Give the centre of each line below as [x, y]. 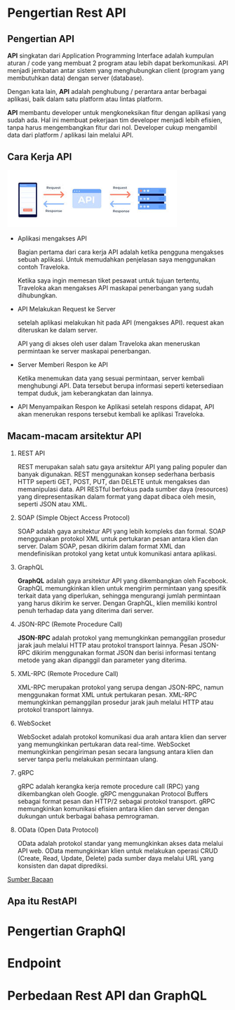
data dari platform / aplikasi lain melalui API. [70, 135]
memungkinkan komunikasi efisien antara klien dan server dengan [113, 809]
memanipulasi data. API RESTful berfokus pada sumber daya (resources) [123, 489]
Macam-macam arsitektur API [74, 436]
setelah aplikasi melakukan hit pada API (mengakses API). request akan [121, 322]
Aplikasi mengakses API [52, 238]
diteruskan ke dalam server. [58, 330]
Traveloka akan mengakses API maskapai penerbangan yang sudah [115, 288]
